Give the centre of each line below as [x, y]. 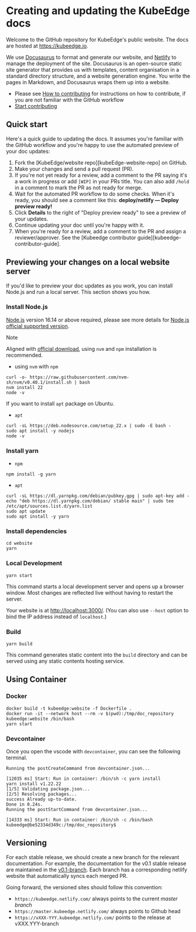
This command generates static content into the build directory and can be [97, 655]
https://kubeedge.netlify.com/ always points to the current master [96, 899]
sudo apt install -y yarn [37, 517]
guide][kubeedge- [159, 237]
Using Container [37, 680]
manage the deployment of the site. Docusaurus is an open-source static [94, 63]
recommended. [24, 355]
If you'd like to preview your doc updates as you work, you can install [90, 286]
